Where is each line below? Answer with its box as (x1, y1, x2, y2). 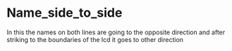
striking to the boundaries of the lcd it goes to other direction (6, 35, 184, 43)
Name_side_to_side (6, 5, 123, 21)
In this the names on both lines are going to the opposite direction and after (6, 28, 226, 36)
